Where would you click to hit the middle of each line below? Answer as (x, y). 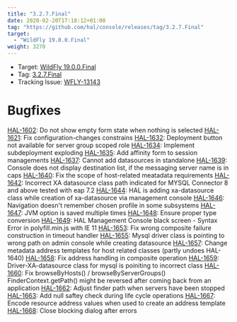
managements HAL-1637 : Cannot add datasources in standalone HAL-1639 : (117, 160)
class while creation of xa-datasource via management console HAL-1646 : (116, 197)
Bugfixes (34, 111)
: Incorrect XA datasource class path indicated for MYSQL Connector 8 (125, 183)
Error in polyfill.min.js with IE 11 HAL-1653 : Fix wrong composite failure (110, 228)
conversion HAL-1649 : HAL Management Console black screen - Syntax (112, 220)
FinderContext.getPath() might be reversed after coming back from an (109, 280)
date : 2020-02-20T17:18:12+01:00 (57, 21)
